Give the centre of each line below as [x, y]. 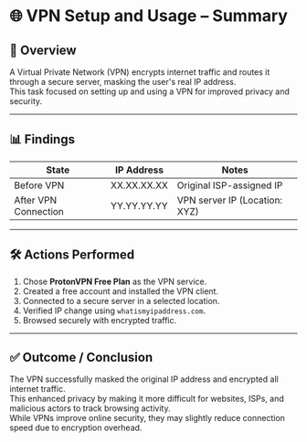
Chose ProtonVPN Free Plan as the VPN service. [115, 281]
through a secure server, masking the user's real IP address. [123, 82]
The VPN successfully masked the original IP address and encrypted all [144, 379]
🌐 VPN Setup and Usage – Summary [148, 16]
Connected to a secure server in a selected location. [121, 300]
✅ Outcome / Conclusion [81, 358]
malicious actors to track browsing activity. [90, 408]
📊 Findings [42, 139]
